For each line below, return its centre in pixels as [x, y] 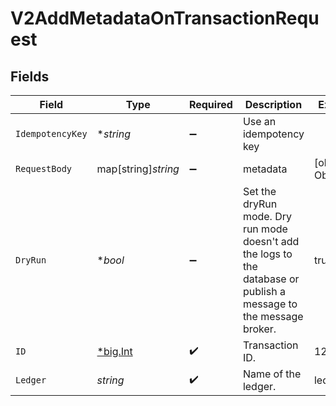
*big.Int [114, 351]
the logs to [267, 254]
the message [273, 316]
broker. [259, 329]
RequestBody [44, 168]
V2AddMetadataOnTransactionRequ [165, 18]
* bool [110, 260]
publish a [264, 291]
